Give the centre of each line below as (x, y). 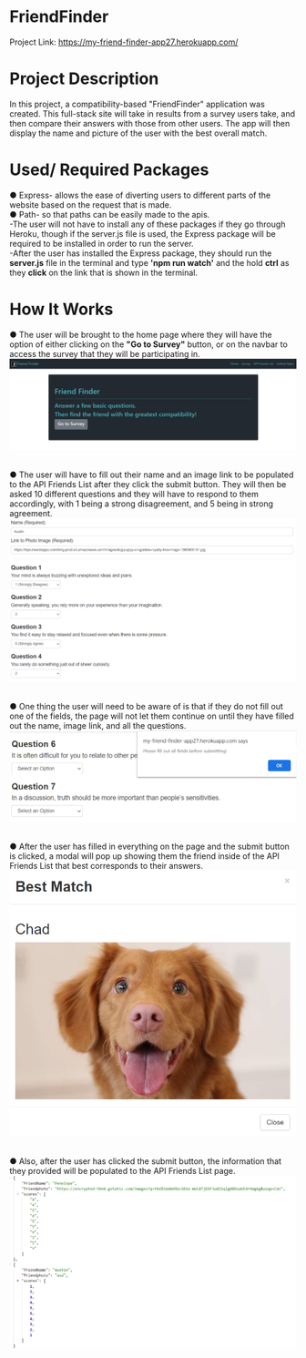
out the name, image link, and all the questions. (98, 725)
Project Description (84, 79)
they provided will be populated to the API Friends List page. (122, 1171)
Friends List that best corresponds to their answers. (106, 866)
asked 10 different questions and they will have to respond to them (134, 495)
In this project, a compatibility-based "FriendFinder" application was (138, 104)
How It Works (61, 309)
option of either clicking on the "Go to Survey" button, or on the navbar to (149, 344)
